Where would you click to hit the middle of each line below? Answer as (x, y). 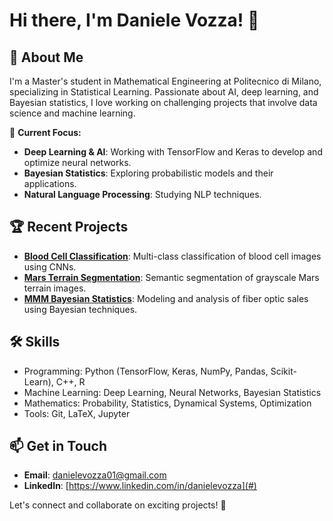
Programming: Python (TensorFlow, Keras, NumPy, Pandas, (146, 371)
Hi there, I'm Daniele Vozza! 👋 (134, 20)
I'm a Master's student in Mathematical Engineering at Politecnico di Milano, (165, 81)
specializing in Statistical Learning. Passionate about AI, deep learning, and (164, 92)
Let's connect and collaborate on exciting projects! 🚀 (118, 505)
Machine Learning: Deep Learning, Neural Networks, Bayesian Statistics (172, 392)
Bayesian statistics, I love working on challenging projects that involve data (163, 102)
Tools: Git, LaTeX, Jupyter (77, 413)
